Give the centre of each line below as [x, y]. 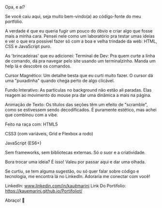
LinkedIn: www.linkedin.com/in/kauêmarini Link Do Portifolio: [66, 186]
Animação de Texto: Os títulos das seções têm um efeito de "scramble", [76, 104]
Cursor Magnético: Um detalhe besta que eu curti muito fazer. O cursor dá [79, 75]
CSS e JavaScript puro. [28, 46]
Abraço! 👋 [15, 200]
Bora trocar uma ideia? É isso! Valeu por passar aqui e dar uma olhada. [75, 162]
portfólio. [14, 22]
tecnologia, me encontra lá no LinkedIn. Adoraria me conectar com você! [78, 176]
